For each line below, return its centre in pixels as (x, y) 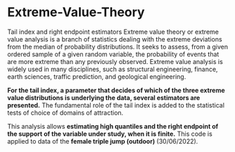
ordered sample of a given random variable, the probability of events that (113, 54)
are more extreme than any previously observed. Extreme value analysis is (115, 61)
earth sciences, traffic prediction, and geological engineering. (97, 76)
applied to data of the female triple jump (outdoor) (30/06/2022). (103, 141)
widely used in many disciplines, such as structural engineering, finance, (113, 69)
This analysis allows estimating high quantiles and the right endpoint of (113, 126)
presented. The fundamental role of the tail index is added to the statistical (116, 105)
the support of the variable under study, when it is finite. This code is (110, 134)
